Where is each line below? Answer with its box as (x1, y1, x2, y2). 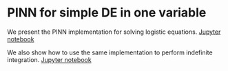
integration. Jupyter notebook (7, 55, 92, 63)
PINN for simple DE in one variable (7, 5, 207, 21)
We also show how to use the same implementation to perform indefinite (7, 48, 213, 57)
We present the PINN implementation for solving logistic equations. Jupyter (7, 28, 221, 36)
